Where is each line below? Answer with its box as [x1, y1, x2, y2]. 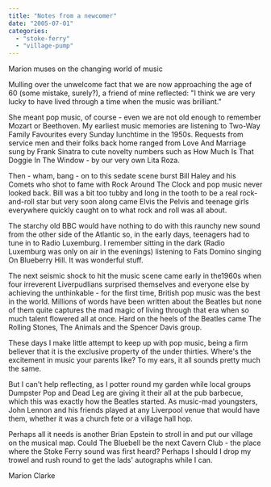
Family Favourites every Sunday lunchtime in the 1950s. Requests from [8, 130, 244, 140]
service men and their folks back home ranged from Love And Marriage [8, 138, 247, 148]
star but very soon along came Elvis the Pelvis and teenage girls [35, 197, 249, 207]
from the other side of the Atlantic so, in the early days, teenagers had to [8, 229, 250, 239]
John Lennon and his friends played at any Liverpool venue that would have [8, 405, 261, 415]
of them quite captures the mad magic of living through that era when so [8, 305, 250, 315]
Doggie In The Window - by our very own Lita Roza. [8, 155, 180, 166]
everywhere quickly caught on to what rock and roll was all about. [8, 205, 227, 215]
